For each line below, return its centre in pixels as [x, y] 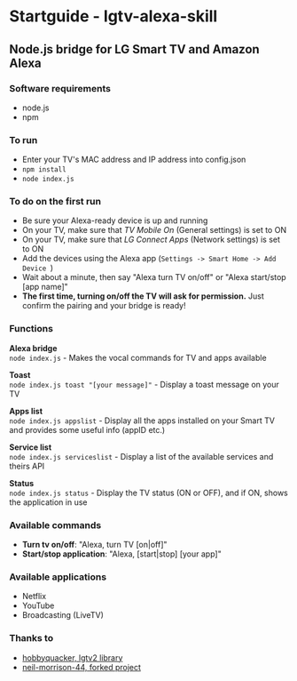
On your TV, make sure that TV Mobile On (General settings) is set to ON [154, 230]
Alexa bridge [33, 348]
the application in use [48, 502]
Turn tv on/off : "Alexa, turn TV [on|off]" [94, 545]
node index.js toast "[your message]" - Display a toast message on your [144, 384]
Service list [31, 447]
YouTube [38, 605]
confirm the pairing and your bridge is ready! [104, 306]
